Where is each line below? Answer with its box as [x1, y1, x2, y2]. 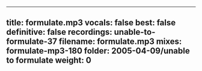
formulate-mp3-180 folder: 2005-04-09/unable [6, 46, 191, 56]
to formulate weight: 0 [6, 55, 91, 66]
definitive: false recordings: [6, 27, 112, 37]
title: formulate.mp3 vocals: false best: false [6, 17, 176, 28]
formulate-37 [6, 37, 58, 47]
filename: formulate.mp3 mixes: [59, 37, 182, 47]
